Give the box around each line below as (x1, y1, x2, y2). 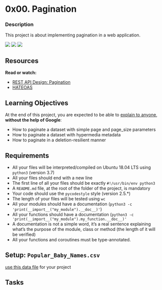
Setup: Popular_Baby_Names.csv (5, 251, 100, 259)
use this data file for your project (5, 264, 71, 270)
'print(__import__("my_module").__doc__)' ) (12, 206, 102, 212)
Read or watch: (5, 70, 37, 76)
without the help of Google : (5, 117, 62, 123)
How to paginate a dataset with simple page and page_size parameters (12, 127, 156, 132)
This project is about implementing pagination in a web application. (5, 32, 141, 38)
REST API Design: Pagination (12, 79, 71, 85)
